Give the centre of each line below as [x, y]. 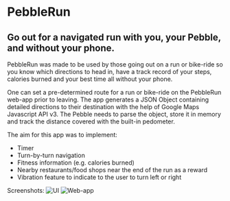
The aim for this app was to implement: [62, 135]
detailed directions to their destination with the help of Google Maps [103, 107]
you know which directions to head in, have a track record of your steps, [110, 72]
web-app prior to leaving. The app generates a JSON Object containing [108, 99]
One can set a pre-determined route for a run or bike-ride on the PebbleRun [114, 92]
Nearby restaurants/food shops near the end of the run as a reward [112, 170]
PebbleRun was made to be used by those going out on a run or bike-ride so [115, 64]
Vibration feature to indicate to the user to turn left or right [99, 177]
